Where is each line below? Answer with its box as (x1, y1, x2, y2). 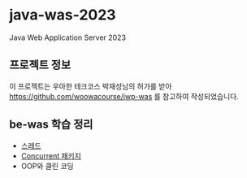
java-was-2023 (9, 6, 116, 24)
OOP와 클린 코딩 (20, 161, 74, 171)
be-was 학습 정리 (9, 118, 93, 132)
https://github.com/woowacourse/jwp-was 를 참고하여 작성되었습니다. (9, 91, 239, 101)
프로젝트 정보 (9, 59, 71, 72)
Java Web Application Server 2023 (9, 33, 127, 42)
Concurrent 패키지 (20, 150, 82, 160)
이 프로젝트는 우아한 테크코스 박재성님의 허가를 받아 (9, 81, 172, 91)
